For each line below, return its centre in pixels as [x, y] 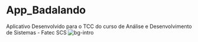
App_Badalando [46, 10]
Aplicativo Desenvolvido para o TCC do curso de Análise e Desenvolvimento [99, 26]
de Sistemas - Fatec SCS [36, 32]
